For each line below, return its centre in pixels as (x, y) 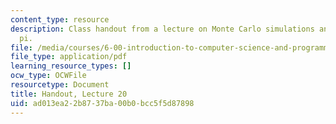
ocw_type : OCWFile (48, 76)
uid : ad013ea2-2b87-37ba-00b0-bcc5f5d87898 (102, 103)
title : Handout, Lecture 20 (69, 94)
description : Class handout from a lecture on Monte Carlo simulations (162, 29)
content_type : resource (60, 19)
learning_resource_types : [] (71, 66)
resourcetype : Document (60, 85)
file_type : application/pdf (69, 57)
